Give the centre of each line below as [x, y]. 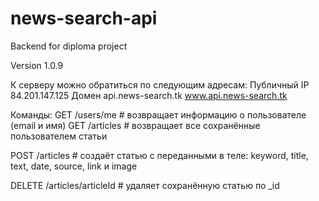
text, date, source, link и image [74, 166]
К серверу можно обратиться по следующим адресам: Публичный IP [160, 84]
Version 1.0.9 [37, 65]
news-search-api [84, 18]
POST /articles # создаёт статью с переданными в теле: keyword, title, [159, 155]
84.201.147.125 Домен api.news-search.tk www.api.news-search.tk [149, 95]
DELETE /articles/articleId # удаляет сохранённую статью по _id [145, 185]
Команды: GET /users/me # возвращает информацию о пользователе [158, 114]
